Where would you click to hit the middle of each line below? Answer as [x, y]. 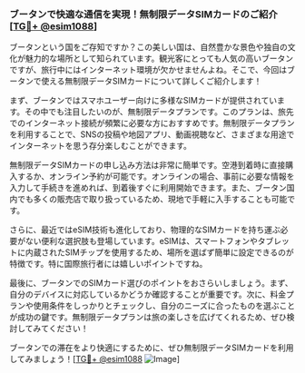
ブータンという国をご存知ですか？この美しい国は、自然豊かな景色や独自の [148, 47]
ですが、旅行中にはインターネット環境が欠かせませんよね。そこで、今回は [148, 70]
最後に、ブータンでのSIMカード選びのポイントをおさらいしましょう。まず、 [151, 283]
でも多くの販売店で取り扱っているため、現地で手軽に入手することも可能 [152, 199]
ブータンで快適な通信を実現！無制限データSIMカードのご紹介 [144, 14]
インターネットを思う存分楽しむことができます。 [101, 146]
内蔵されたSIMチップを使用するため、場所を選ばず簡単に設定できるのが [160, 252]
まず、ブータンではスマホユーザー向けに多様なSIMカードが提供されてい [143, 101]
